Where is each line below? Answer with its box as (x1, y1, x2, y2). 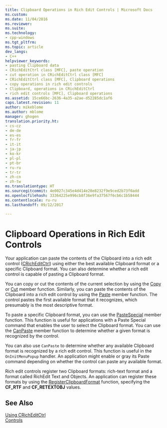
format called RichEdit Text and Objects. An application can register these (5, 374, 157, 380)
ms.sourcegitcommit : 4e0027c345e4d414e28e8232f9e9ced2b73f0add (5, 188, 140, 193)
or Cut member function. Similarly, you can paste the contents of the (5, 286, 146, 292)
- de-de (5, 128, 21, 133)
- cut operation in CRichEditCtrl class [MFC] (5, 72, 104, 77)
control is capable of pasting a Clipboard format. (5, 271, 105, 277)
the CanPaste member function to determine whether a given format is (5, 328, 151, 334)
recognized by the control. (5, 333, 60, 339)
